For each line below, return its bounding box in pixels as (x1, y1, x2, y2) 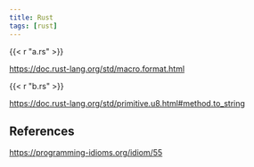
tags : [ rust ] (9, 21, 58, 30)
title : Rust (9, 13, 53, 22)
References (9, 123, 75, 138)
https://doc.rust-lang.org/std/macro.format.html (9, 63, 185, 74)
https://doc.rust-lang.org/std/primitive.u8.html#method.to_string (9, 97, 245, 108)
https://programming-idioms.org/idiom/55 (9, 147, 163, 158)
